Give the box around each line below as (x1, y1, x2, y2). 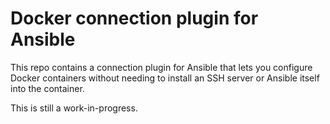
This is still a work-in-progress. (10, 102, 138, 114)
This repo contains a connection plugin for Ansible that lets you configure (10, 61, 313, 73)
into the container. (10, 82, 85, 94)
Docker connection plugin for (10, 7, 259, 30)
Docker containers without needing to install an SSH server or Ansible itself (10, 72, 320, 84)
